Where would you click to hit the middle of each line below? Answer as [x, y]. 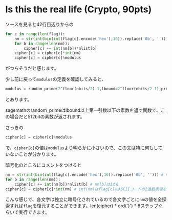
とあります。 [19, 99]
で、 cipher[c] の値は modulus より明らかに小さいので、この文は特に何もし [82, 148]
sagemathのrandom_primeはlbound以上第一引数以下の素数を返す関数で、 [83, 110]
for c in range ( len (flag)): [35, 34]
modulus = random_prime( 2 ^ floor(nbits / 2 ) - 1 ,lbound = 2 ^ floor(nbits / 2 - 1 [81, 89]
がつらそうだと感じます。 [32, 68]
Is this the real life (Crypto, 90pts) [79, 9]
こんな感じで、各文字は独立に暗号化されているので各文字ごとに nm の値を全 [84, 199]
